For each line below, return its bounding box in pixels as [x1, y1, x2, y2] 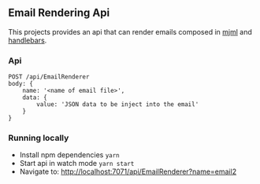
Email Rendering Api [8, 6, 110, 20]
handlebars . [8, 35, 47, 45]
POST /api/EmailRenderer [8, 73, 90, 81]
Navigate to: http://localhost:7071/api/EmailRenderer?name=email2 [19, 167, 237, 176]
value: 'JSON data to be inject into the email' [36, 101, 199, 109]
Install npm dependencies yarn [19, 150, 120, 160]
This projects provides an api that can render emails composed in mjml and [8, 27, 252, 36]
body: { [8, 80, 34, 88]
